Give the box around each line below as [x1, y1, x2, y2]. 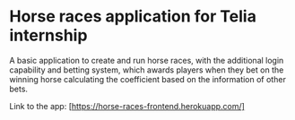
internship [9, 25, 88, 46]
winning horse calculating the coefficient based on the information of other [9, 73, 287, 84]
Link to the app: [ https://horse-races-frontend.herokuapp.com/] [9, 100, 245, 111]
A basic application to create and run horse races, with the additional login [9, 55, 284, 65]
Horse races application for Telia [9, 6, 257, 27]
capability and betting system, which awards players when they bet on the [9, 64, 284, 75]
